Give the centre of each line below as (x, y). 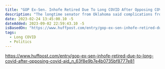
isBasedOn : (16, 28)
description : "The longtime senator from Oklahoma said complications (79, 14)
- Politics (21, 42)
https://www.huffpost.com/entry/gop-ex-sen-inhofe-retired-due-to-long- (79, 56)
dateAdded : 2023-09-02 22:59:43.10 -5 (45, 23)
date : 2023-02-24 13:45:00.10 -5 (39, 19)
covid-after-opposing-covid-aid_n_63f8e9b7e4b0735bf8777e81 (70, 61)
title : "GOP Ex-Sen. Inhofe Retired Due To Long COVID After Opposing (79, 10)
